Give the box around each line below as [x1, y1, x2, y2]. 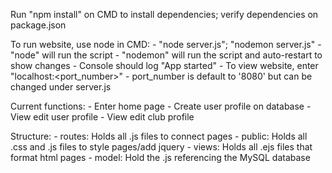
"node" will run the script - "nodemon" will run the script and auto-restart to [10, 49, 323, 61]
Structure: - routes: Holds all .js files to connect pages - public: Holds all [10, 130, 308, 142]
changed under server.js [10, 81, 112, 93]
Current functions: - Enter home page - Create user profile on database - [10, 100, 312, 112]
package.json [10, 19, 67, 31]
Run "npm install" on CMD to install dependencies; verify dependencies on [10, 9, 319, 20]
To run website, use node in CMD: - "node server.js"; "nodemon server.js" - [10, 39, 322, 50]
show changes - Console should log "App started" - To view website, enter [10, 60, 319, 71]
